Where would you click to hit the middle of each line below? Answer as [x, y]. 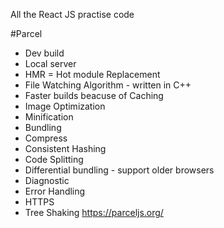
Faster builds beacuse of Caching [94, 95]
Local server [50, 63]
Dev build [44, 53]
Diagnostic [47, 180]
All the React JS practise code [72, 14]
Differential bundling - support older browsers [119, 170]
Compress [46, 138]
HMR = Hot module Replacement [92, 74]
